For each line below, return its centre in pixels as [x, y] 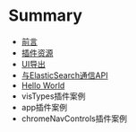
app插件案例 [44, 107]
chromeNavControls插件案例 [74, 119]
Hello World [43, 85]
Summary [45, 16]
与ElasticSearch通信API [64, 75]
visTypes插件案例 [53, 96]
